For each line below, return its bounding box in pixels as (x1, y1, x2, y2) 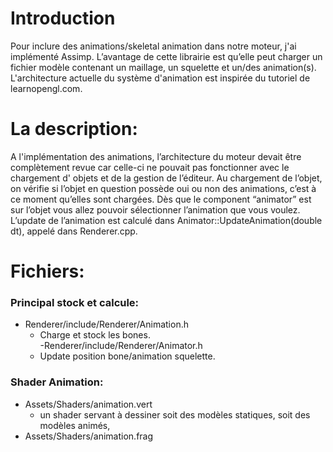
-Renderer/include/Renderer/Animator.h (39, 340, 203, 352)
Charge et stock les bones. (39, 329, 151, 341)
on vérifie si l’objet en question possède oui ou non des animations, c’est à (10, 182, 317, 194)
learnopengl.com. (10, 82, 83, 94)
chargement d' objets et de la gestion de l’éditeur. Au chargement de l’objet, (10, 172, 323, 184)
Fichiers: (10, 260, 85, 283)
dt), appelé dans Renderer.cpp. (10, 225, 138, 237)
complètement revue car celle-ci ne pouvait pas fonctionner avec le (10, 161, 290, 173)
